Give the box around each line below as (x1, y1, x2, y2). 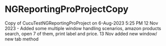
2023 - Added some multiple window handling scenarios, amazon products (5, 25, 161, 31)
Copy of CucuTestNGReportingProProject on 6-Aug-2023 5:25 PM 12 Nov (5, 20, 158, 26)
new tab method (5, 36, 39, 42)
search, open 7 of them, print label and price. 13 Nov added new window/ (5, 30, 157, 36)
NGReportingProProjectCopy (5, 3, 129, 15)
